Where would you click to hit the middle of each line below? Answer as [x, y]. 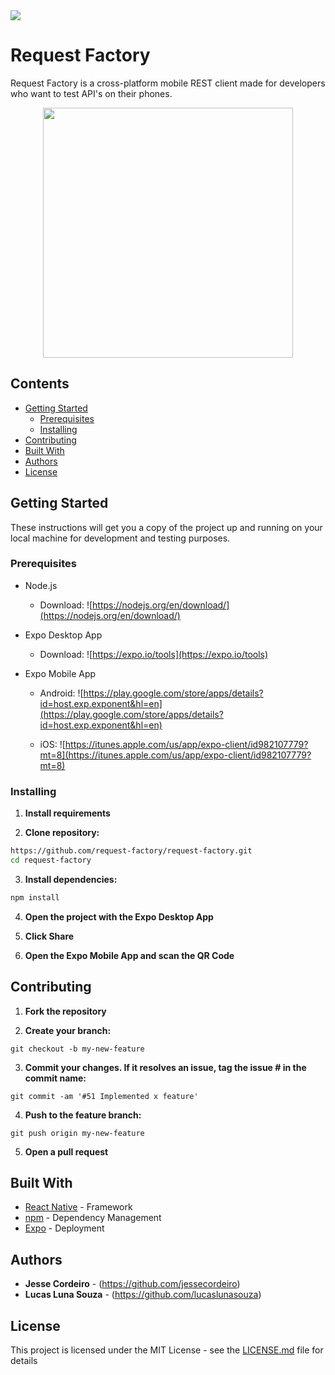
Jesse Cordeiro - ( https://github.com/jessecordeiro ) [132, 1284]
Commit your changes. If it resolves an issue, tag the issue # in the [165, 1067]
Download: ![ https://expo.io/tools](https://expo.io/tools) [154, 654]
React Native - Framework [78, 1207]
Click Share [49, 936]
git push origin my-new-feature [77, 1133]
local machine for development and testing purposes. [120, 538]
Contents [40, 384]
